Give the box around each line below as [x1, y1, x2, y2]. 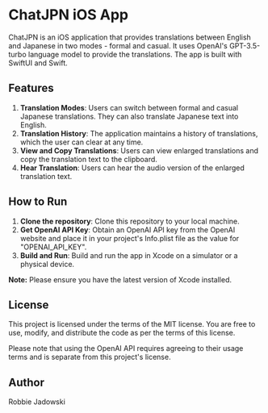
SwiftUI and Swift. [8, 58, 69, 68]
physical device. [19, 259, 75, 269]
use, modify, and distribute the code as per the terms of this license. [8, 328, 236, 338]
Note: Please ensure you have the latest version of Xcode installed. [8, 274, 232, 284]
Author [8, 375, 44, 389]
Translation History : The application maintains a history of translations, [19, 128, 258, 138]
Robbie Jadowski [8, 397, 66, 407]
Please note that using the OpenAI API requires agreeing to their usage [8, 344, 244, 353]
